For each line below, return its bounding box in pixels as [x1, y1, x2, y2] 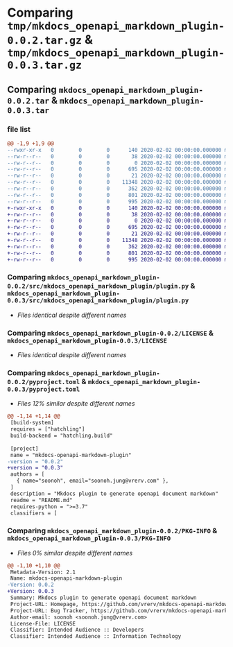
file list [7, 124, 31, 134]
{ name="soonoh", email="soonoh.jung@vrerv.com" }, [16, 477, 169, 485]
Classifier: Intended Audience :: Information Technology [10, 633, 182, 640]
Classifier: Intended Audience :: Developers [10, 626, 144, 634]
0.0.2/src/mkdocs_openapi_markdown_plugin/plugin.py [7, 282, 189, 291]
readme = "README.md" [10, 497, 73, 503]
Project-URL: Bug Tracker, [10, 607, 89, 614]
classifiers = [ [10, 510, 58, 517]
